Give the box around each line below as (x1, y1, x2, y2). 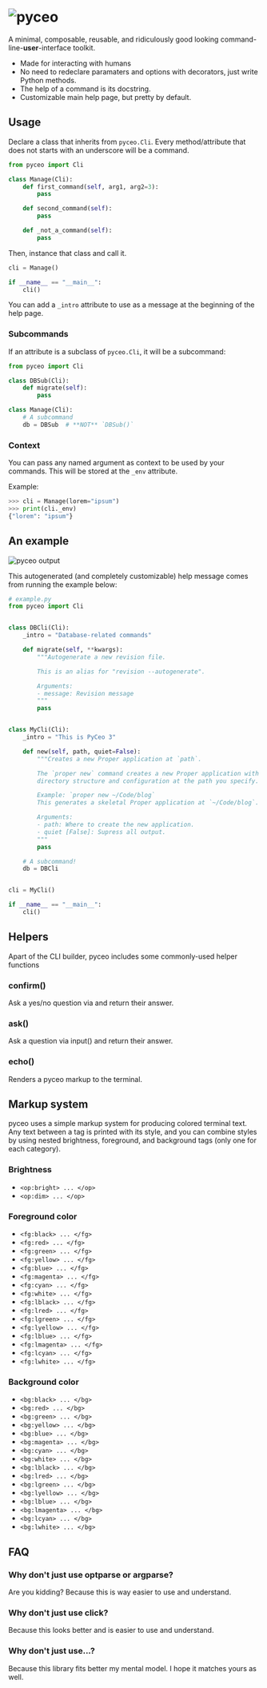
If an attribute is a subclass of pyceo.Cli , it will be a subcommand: (8, 346, 226, 356)
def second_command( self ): (22, 205, 113, 213)
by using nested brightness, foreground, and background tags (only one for (8, 1135, 257, 1145)
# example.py (8, 595, 52, 603)
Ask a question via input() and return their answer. (8, 1036, 173, 1046)
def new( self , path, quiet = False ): (22, 748, 141, 756)
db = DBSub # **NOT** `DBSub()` (22, 421, 134, 429)
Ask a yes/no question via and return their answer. (8, 998, 174, 1008)
